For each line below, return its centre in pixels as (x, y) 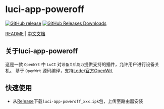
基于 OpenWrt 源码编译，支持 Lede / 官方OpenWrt (64, 70)
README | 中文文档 (25, 33)
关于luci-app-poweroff (42, 51)
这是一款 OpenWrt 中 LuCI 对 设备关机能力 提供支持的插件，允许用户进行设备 (80, 64)
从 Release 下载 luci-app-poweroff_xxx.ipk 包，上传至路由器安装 (78, 101)
